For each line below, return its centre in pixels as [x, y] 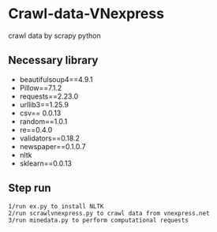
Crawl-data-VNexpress [86, 14]
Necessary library [53, 60]
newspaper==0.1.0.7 [52, 146]
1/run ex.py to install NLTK [56, 206]
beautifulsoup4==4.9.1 [56, 79]
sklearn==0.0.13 [46, 163]
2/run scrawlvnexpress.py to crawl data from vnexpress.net [109, 213]
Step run [30, 188]
